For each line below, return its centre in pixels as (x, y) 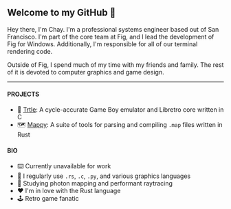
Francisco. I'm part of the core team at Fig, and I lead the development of (111, 37)
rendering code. (30, 51)
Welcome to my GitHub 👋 (62, 13)
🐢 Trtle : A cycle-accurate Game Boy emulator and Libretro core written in (120, 110)
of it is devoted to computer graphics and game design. (86, 72)
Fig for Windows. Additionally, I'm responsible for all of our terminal (102, 44)
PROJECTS (23, 94)
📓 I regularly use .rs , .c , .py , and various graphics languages (104, 176)
